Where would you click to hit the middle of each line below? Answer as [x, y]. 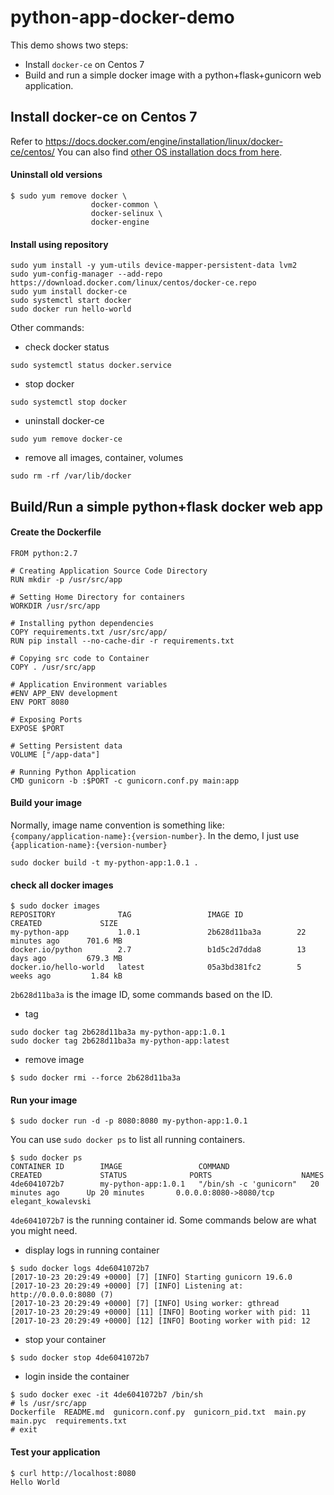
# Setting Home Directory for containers [98, 597]
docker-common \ [124, 204]
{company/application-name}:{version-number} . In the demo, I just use [155, 835]
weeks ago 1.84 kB [66, 976]
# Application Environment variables [89, 684]
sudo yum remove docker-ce [66, 439]
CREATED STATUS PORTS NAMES [167, 1176]
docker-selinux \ [126, 213]
